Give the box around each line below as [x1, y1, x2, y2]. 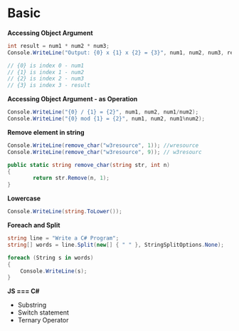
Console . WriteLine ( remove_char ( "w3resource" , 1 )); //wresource [7, 141, 199, 149]
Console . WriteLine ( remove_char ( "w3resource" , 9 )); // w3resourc [7, 148, 202, 156]
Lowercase [7, 194, 41, 203]
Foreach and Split [7, 221, 60, 230]
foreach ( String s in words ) [7, 254, 94, 261]
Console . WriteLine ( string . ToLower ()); [7, 208, 122, 215]
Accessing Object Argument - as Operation [7, 95, 138, 103]
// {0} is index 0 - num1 [7, 62, 84, 69]
